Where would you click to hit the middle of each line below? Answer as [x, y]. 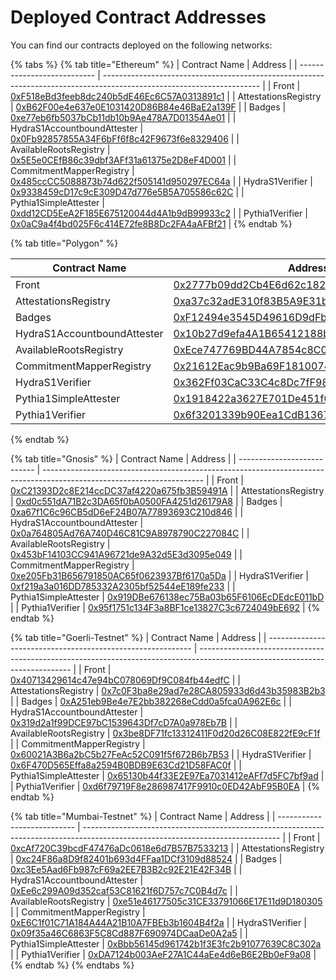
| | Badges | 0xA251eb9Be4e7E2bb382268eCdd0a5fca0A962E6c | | [151, 701]
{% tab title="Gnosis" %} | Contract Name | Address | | [123, 458]
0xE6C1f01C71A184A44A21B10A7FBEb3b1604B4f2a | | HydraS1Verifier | [158, 922]
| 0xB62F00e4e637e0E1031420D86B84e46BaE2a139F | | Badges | [148, 107]
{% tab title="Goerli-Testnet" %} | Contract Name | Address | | [138, 637]
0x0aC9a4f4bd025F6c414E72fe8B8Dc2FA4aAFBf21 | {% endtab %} [151, 223]
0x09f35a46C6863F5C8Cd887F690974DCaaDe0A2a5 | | [129, 933]
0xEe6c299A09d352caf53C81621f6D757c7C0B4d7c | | [124, 890]
